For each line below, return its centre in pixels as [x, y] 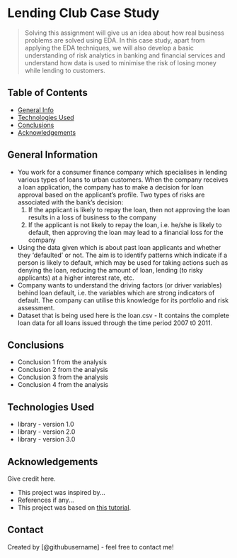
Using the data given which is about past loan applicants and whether [119, 247]
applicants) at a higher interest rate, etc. [76, 278]
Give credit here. [31, 478]
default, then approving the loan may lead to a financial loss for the [126, 232]
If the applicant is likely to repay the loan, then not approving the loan [129, 209]
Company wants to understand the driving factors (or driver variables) [120, 285]
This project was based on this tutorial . [74, 508]
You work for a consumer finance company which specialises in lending [122, 172]
